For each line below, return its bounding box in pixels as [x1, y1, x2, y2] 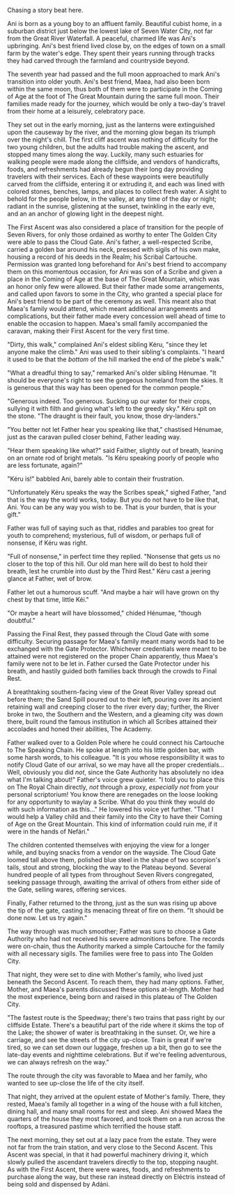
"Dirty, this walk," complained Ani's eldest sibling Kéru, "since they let [7, 340, 208, 348]
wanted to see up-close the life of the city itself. [7, 1079, 145, 1087]
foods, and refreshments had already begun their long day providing [7, 165, 203, 173]
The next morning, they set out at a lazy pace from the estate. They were [7, 1136, 217, 1143]
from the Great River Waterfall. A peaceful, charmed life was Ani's [7, 34, 196, 43]
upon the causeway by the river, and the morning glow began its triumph [7, 128, 216, 136]
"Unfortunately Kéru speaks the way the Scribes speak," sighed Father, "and [7, 488, 226, 496]
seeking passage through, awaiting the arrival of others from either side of [7, 878, 221, 886]
